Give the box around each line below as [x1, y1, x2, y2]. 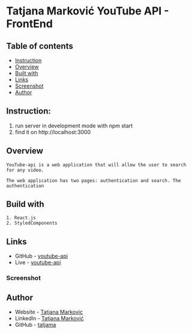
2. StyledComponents [6, 220, 58, 226]
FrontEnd [6, 17, 53, 31]
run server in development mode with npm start [14, 122, 133, 129]
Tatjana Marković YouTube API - [6, 4, 169, 18]
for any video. [6, 167, 44, 173]
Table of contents [6, 41, 73, 51]
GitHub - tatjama [14, 321, 56, 328]
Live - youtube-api [14, 259, 61, 266]
